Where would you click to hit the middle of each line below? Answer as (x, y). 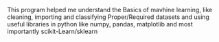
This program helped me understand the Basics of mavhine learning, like (110, 10)
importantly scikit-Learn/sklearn (53, 31)
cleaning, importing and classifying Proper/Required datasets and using (108, 17)
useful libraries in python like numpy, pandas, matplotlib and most (100, 24)
